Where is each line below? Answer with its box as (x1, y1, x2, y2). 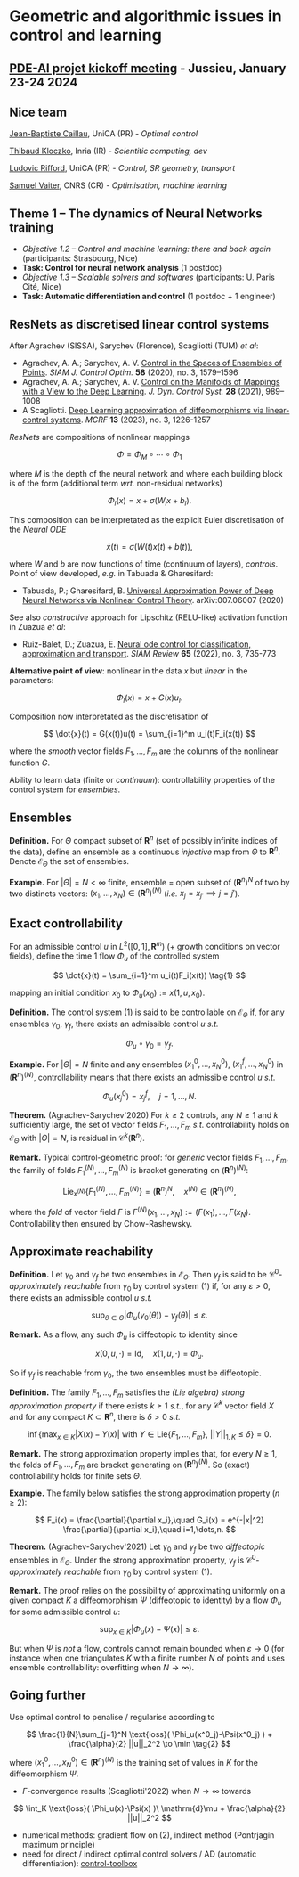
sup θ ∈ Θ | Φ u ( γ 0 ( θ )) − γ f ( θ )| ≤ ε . (91, 1310, 208, 1322)
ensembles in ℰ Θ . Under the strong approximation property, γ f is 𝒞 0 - (9, 1553, 260, 1567)
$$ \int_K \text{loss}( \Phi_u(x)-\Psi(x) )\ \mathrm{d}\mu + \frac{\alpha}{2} (12, 1803, 287, 1814)
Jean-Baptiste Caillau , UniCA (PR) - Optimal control (9, 128, 198, 139)
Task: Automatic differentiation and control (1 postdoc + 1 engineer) (21, 291, 276, 302)
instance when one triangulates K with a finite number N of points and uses (9, 1653, 285, 1663)
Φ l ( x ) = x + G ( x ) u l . (116, 692, 183, 705)
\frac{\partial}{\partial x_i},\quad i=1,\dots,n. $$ (62, 1524, 237, 1535)
